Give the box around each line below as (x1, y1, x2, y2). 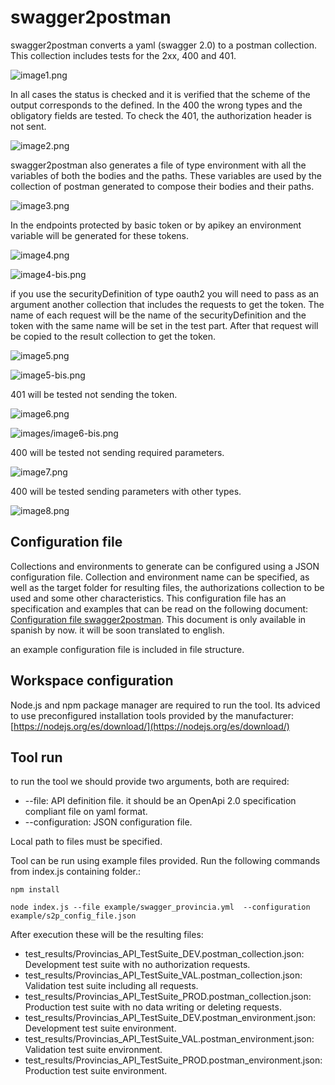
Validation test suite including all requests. (24, 980, 199, 992)
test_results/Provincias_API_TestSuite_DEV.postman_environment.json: (24, 1012, 316, 1024)
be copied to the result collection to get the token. (10, 330, 216, 342)
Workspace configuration (10, 672, 174, 690)
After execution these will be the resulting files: (10, 929, 204, 941)
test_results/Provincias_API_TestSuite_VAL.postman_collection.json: (24, 969, 303, 981)
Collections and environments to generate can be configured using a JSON (10, 560, 320, 572)
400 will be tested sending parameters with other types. (10, 485, 242, 497)
